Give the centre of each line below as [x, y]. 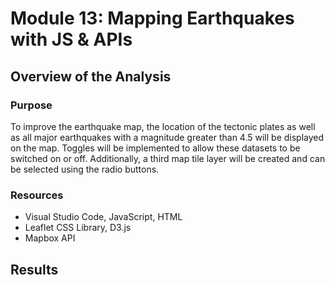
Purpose [31, 105]
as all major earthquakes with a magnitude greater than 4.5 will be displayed [167, 137]
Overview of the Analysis [91, 76]
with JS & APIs [71, 39]
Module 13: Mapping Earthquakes [152, 18]
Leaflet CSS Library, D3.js [78, 228]
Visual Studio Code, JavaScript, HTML [103, 217]
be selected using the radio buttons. [85, 169]
